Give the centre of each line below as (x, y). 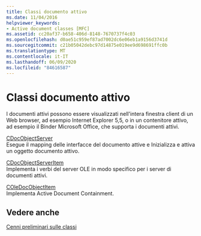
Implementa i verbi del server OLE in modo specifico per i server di (89, 169)
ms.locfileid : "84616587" (38, 68)
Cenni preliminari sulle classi (41, 227)
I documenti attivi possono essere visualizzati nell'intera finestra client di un (100, 114)
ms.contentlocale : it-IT (37, 56)
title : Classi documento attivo (46, 12)
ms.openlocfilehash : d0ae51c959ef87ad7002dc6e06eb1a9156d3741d (87, 40)
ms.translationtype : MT (36, 51)
